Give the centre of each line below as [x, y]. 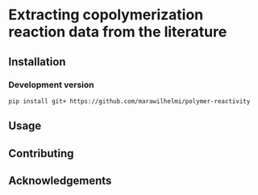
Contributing [41, 154]
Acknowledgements [60, 181]
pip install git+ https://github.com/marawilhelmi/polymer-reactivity [129, 101]
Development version [51, 85]
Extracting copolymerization [106, 15]
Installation [37, 62]
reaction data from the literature [118, 32]
